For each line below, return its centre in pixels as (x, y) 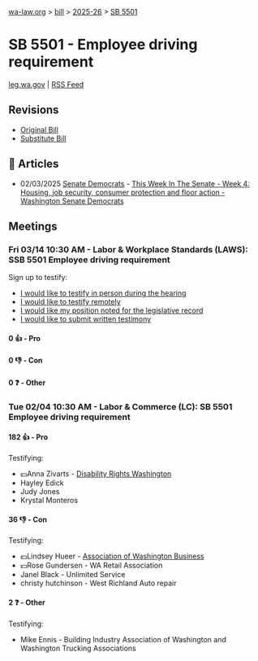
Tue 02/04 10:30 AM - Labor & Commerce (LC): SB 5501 (120, 406)
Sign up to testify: (38, 278)
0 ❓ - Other (27, 383)
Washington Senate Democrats (72, 201)
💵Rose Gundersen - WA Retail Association (91, 566)
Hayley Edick (42, 483)
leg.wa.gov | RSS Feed (46, 84)
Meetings (33, 226)
